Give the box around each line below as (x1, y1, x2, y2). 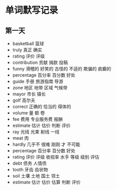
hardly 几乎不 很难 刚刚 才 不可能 (12, 142, 80, 147)
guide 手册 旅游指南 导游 (12, 79, 64, 84)
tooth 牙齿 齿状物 (12, 167, 48, 172)
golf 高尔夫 (12, 97, 36, 103)
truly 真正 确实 (12, 47, 43, 53)
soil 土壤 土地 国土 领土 (12, 173, 60, 179)
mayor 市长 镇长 (12, 91, 46, 97)
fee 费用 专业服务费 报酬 (12, 116, 63, 122)
